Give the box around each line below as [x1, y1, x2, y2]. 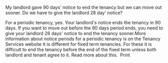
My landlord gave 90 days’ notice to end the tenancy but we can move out [5, 5, 162, 10]
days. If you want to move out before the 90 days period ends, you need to [5, 25, 163, 31]
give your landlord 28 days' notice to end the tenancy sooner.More [5, 30, 146, 36]
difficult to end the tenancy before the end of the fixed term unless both [5, 47, 157, 52]
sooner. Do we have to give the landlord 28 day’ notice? [5, 10, 123, 16]
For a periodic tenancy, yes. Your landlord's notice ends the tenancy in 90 [5, 20, 161, 25]
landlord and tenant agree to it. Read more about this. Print [5, 52, 131, 58]
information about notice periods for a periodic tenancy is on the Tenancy [5, 36, 161, 42]
